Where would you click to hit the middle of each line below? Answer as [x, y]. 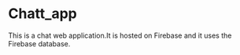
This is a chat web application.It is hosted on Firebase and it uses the [120, 35]
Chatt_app [42, 14]
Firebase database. [39, 43]
